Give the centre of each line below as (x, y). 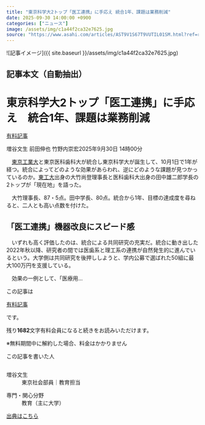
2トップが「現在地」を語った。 (45, 185)
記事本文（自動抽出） (46, 74)
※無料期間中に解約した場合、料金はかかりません (67, 344)
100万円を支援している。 (43, 265)
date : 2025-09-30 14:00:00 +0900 (49, 18)
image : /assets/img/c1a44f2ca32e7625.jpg (60, 29)
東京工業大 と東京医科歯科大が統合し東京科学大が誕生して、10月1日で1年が (105, 162)
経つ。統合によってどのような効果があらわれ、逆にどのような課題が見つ (97, 169)
